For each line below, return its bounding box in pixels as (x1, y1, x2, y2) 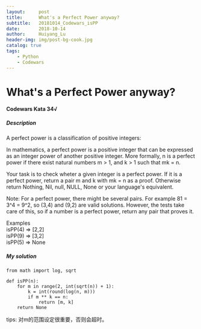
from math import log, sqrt (6, 268, 77, 274)
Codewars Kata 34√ (6, 105, 58, 113)
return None (17, 305, 47, 311)
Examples (6, 219, 31, 227)
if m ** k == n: (28, 294, 69, 300)
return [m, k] (38, 299, 74, 305)
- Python (17, 54, 39, 60)
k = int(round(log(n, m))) (28, 289, 96, 295)
